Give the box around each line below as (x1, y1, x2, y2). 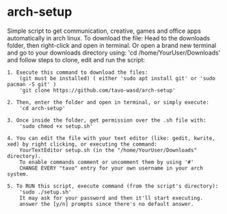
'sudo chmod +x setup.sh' (19, 122, 94, 130)
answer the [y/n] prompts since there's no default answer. (19, 200, 194, 207)
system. (7, 170, 29, 178)
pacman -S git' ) (7, 81, 57, 88)
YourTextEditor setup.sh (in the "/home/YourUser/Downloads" (19, 146, 197, 154)
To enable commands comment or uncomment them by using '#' (19, 159, 194, 165)
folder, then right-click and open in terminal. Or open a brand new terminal (7, 41, 217, 49)
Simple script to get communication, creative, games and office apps (7, 27, 202, 35)
